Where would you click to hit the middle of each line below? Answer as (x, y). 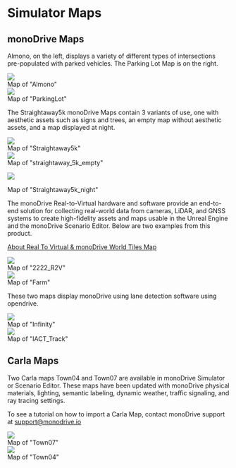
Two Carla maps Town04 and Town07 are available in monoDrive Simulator (116, 378)
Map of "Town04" (33, 457)
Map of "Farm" (29, 282)
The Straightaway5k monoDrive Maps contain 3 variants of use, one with (113, 112)
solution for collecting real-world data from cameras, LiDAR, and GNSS (123, 211)
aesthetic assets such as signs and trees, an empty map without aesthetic (114, 120)
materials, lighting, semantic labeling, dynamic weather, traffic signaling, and (118, 392)
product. (20, 233)
